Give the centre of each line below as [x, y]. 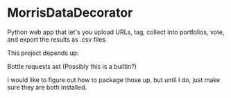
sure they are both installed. [47, 87]
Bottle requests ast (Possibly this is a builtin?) [72, 66]
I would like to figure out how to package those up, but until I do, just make [114, 80]
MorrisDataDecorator [70, 13]
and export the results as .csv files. [57, 39]
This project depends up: [43, 53]
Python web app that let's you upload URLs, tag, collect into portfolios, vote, [116, 32]
